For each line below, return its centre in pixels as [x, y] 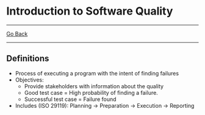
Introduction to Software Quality [90, 11]
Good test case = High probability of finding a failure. [91, 92]
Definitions [28, 59]
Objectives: [29, 80]
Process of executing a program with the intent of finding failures [97, 73]
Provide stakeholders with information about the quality [94, 86]
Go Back [17, 33]
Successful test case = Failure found [70, 99]
